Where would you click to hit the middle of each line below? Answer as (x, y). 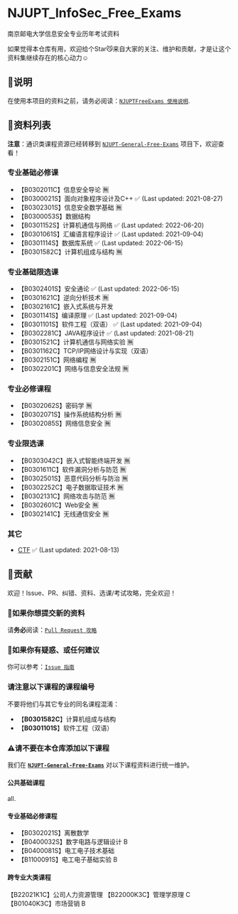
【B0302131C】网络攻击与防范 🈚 (66, 496)
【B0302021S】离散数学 (53, 833)
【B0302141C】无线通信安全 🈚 (63, 514)
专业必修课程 (29, 389)
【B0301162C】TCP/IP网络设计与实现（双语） (85, 351)
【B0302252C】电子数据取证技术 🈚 (71, 487)
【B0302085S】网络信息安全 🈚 (64, 424)
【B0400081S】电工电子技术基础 (66, 851)
